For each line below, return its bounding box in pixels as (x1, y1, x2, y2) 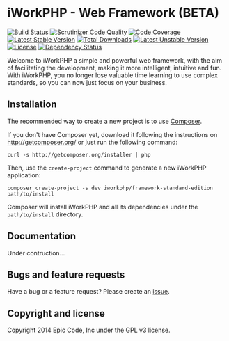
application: (7, 170, 41, 179)
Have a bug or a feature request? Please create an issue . (7, 287, 170, 296)
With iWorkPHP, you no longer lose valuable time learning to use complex (7, 71, 218, 79)
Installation (7, 99, 57, 111)
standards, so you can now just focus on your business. (7, 78, 167, 86)
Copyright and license (7, 308, 106, 319)
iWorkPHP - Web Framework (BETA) (7, 5, 219, 21)
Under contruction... (7, 248, 65, 257)
